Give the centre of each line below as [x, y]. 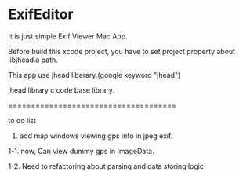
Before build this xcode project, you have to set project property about [122, 51]
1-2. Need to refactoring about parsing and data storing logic [106, 166]
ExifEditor [41, 15]
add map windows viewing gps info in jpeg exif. [96, 136]
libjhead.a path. [33, 60]
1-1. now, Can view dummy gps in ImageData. [81, 151]
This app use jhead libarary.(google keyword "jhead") [94, 75]
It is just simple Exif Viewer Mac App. [68, 36]
